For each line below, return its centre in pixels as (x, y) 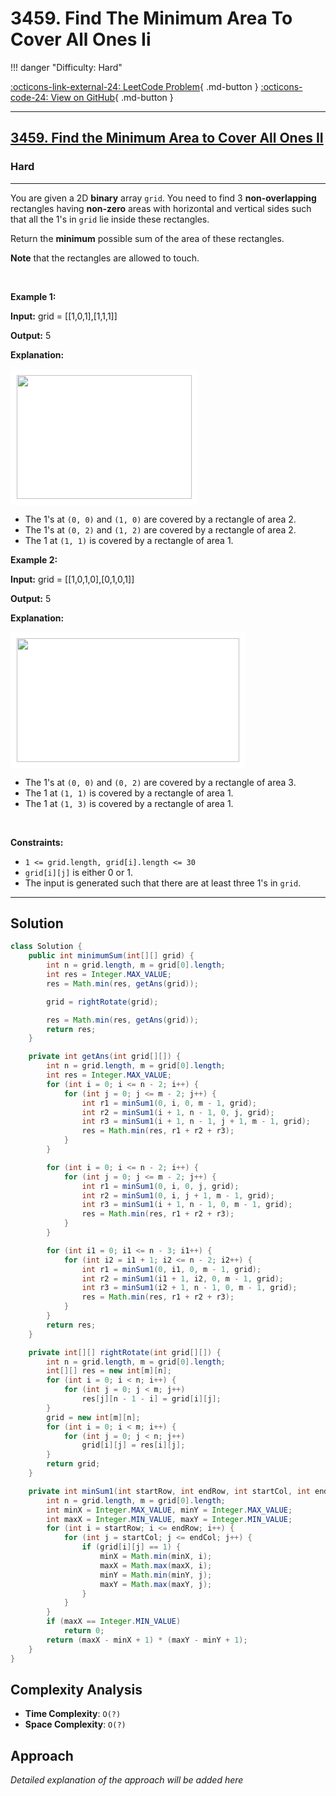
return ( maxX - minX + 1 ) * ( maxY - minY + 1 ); (147, 1640)
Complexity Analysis (76, 1689)
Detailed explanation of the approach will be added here (127, 1780)
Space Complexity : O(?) (75, 1724)
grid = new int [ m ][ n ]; (93, 1417)
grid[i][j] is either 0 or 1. (78, 872)
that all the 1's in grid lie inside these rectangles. (110, 219)
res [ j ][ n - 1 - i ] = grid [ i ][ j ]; (151, 1399)
